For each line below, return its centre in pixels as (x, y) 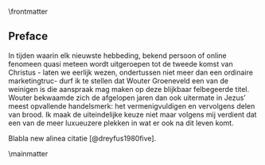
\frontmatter (28, 12)
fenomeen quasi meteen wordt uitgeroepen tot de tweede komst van (121, 63)
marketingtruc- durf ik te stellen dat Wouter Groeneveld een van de (119, 81)
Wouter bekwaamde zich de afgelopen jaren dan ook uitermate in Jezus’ (127, 98)
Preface (28, 36)
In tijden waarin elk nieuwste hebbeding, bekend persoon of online (117, 56)
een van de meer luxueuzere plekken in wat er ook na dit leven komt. (121, 123)
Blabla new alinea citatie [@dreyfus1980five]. (82, 138)
